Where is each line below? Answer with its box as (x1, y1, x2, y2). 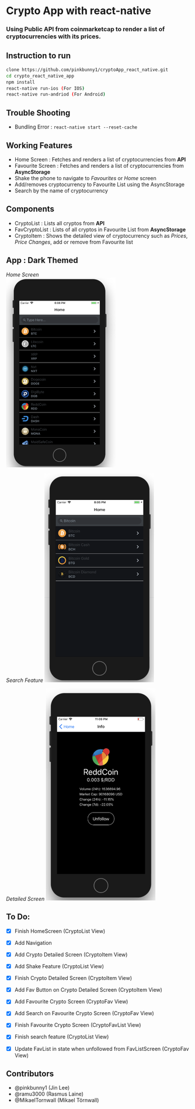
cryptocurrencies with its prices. (6, 32, 101, 40)
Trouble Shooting (6, 107, 71, 118)
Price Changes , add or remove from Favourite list (14, 238, 133, 245)
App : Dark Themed (6, 255, 79, 265)
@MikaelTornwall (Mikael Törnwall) (14, 1097, 99, 1104)
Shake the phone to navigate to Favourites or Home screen (14, 174, 156, 181)
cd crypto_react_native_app (6, 73, 75, 79)
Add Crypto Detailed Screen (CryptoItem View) (14, 951, 128, 958)
